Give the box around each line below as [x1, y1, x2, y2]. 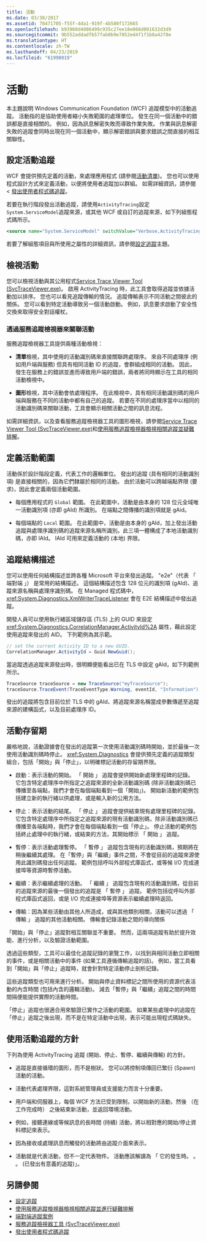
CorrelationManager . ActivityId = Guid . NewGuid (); [6, 648, 136, 655]
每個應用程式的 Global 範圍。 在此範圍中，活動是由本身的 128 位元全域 [15, 499, 194, 506]
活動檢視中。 [15, 376, 48, 384]
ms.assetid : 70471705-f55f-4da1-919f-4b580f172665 [6, 20, 139, 26]
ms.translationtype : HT [6, 37, 67, 44]
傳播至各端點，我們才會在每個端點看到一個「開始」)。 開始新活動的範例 [15, 787, 194, 794]
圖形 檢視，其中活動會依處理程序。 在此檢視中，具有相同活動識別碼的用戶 [15, 389, 200, 397]
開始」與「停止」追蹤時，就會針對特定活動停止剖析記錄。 [17, 965, 162, 972]
